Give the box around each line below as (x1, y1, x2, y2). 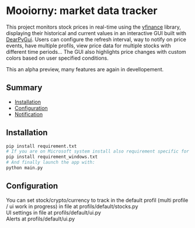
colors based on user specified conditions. (6, 54, 109, 61)
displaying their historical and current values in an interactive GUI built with (6, 29, 187, 36)
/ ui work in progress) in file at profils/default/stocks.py (6, 203, 138, 210)
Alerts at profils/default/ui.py (6, 215, 75, 222)
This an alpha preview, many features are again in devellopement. (6, 65, 164, 72)
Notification (14, 110, 43, 118)
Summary (6, 83, 43, 93)
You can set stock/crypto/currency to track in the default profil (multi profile (6, 196, 189, 203)
